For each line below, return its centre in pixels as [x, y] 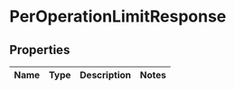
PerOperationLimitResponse [118, 17]
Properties [40, 50]
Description [105, 75]
